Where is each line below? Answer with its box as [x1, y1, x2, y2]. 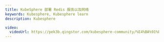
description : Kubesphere [5, 16, 56, 21]
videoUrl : [9, 30, 29, 35]
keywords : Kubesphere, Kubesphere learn [5, 12, 89, 17]
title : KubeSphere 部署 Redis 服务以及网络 [5, 7, 89, 12]
